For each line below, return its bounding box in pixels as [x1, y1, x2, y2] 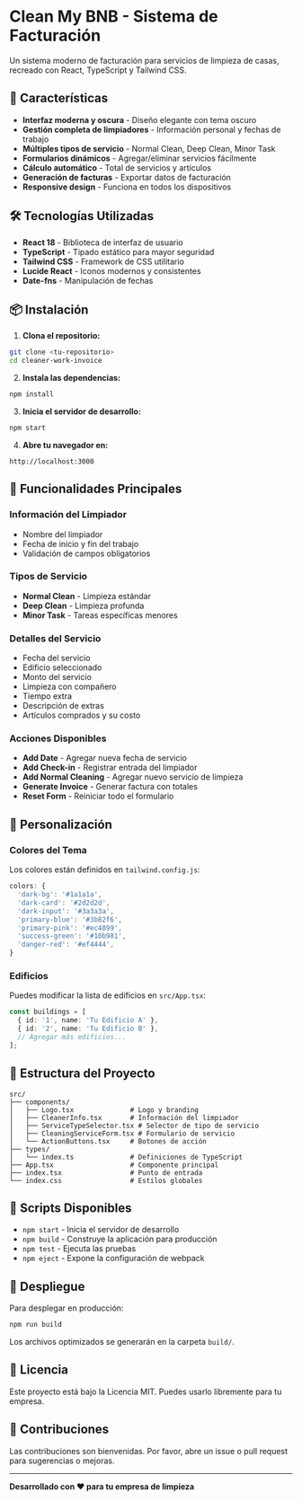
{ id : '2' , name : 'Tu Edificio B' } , [17, 1024, 159, 1034]
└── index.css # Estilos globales [9, 1176, 203, 1185]
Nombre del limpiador [22, 528, 103, 540]
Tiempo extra [22, 691, 73, 702]
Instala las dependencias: [22, 373, 121, 384]
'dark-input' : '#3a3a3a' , [17, 906, 115, 915]
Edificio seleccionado [22, 662, 102, 673]
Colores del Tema [9, 843, 87, 856]
